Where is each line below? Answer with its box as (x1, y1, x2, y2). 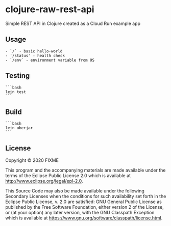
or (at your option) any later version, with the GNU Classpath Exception (5, 210, 155, 216)
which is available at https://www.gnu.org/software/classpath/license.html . (5, 215, 163, 221)
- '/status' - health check (5, 53, 65, 58)
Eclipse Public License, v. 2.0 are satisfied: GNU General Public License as (5, 199, 162, 205)
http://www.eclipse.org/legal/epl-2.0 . (5, 178, 83, 184)
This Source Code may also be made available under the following (5, 188, 144, 194)
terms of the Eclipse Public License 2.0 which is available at (5, 173, 131, 179)
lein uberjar (5, 126, 33, 131)
